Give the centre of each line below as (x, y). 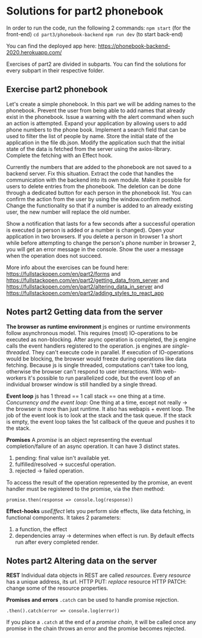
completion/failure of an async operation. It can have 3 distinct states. (93, 446)
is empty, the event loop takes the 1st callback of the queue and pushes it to (101, 421)
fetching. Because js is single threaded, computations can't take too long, (97, 365)
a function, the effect (41, 529)
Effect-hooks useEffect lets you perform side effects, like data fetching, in (99, 511)
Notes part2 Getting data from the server (85, 312)
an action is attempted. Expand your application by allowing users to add (96, 123)
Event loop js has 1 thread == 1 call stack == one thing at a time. (86, 396)
